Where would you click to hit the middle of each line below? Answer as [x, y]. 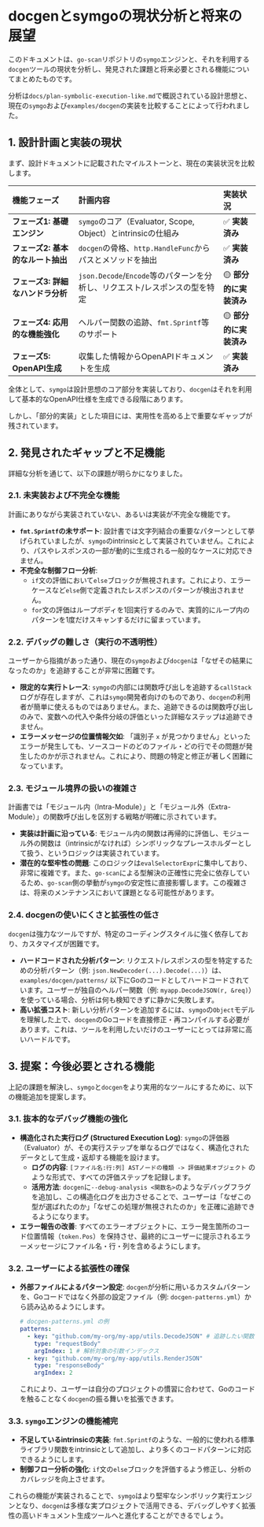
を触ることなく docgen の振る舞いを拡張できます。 [99, 1399]
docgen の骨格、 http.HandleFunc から [144, 247]
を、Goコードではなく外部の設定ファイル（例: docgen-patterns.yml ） [132, 1297]
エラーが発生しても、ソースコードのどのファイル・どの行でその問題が [132, 746]
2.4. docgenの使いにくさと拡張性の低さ [84, 915]
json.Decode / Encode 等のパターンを [141, 276]
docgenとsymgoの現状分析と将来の [125, 16]
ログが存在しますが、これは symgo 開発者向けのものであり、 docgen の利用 [135, 697]
